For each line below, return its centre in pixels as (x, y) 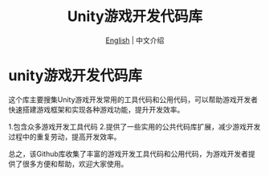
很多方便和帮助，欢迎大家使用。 (75, 164)
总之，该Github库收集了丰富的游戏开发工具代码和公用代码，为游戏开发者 (128, 153)
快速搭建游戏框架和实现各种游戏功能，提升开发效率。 (96, 109)
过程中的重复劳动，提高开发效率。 (65, 137)
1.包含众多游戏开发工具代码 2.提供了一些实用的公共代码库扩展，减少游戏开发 (134, 126)
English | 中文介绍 (135, 40)
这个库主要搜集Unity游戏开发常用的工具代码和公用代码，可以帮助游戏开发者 (133, 99)
